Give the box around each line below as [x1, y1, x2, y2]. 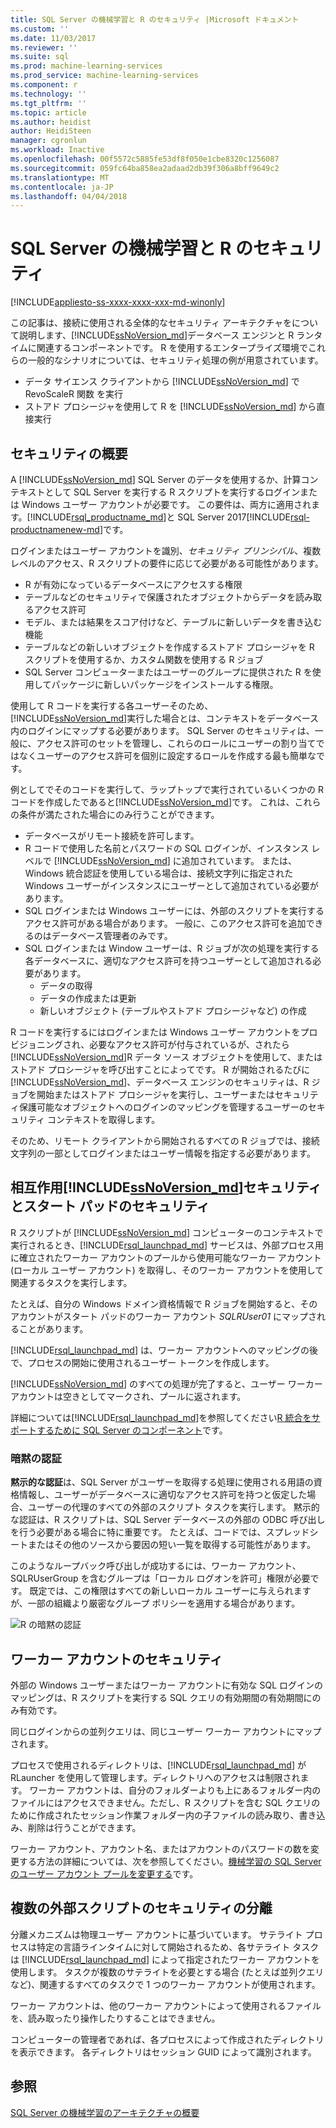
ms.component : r [10, 80, 78, 90]
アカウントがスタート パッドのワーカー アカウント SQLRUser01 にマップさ [10, 1310, 318, 1322]
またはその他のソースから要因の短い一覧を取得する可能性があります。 [27, 1539, 316, 1551]
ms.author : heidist [10, 117, 92, 127]
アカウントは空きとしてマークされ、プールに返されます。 [10, 1390, 247, 1402]
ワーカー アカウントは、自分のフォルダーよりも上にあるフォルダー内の [29, 1784, 322, 1796]
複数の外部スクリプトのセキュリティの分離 [10, 1900, 273, 1917]
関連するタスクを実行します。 [10, 1276, 133, 1288]
